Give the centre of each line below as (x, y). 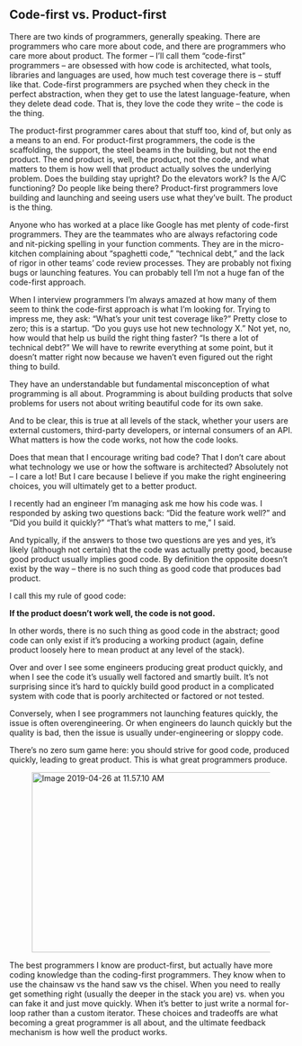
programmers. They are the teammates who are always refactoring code (144, 234)
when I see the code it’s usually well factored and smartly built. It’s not (139, 677)
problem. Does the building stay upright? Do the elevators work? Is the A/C (148, 178)
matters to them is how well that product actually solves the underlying (140, 168)
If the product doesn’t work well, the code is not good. (112, 613)
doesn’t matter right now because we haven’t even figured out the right (141, 357)
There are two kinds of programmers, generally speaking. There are (135, 36)
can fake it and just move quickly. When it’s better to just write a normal (142, 1003)
